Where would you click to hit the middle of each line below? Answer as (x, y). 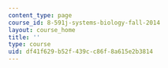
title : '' (24, 37)
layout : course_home (42, 30)
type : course (30, 45)
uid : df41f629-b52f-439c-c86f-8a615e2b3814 (81, 52)
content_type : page (40, 15)
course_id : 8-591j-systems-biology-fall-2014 (84, 23)
